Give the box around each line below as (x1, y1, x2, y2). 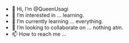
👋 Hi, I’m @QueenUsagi (11, 6, 69, 12)
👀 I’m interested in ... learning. (11, 12, 84, 19)
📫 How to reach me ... (11, 31, 67, 37)
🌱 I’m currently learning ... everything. (11, 18, 104, 24)
